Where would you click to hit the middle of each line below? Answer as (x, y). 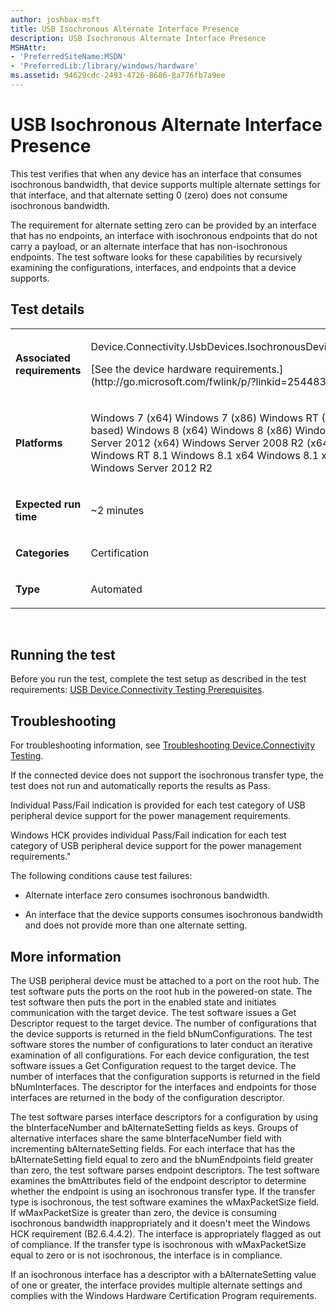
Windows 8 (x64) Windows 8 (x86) (209, 430)
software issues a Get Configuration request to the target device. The (153, 1066)
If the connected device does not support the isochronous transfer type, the (167, 775)
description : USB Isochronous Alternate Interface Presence (138, 38)
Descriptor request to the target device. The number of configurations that (163, 1023)
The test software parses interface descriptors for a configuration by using (164, 1117)
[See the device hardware (151, 369)
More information (66, 956)
